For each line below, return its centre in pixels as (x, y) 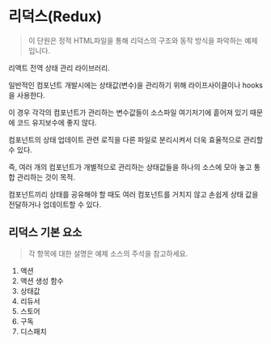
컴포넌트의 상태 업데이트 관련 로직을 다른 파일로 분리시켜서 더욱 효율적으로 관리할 (136, 139)
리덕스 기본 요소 (45, 233)
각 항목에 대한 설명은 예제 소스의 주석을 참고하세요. (108, 253)
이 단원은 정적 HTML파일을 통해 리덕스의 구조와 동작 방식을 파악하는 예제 (143, 40)
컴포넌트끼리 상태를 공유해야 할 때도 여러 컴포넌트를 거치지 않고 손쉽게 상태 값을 (133, 194)
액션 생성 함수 (42, 281)
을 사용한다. (27, 95)
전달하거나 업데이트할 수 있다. (55, 204)
